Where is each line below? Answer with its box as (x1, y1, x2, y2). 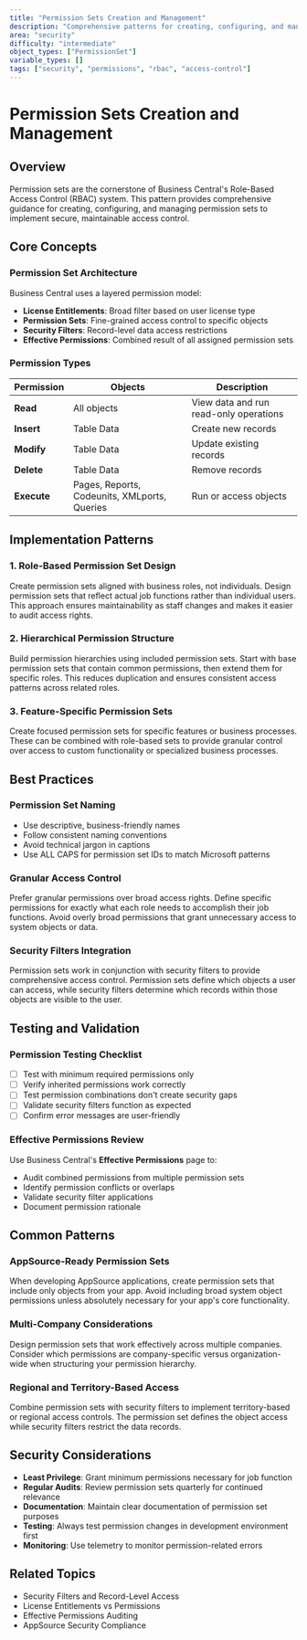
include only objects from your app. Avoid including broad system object (9, 1286, 283, 1296)
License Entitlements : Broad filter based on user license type (22, 305, 256, 316)
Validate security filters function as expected (22, 1100, 192, 1111)
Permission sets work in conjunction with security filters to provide (9, 965, 260, 976)
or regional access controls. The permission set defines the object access (9, 1412, 288, 1422)
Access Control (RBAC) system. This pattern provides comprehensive (9, 193, 272, 204)
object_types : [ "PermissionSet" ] (9, 48, 137, 57)
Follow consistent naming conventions (22, 829, 167, 841)
